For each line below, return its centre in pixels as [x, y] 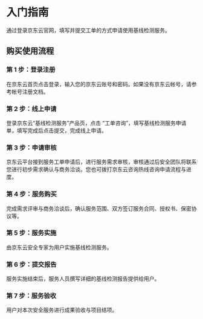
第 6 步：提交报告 [31, 264]
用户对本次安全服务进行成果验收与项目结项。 [62, 310]
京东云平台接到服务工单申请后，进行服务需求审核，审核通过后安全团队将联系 [101, 162]
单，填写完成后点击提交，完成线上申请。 [56, 130]
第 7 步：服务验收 [31, 296]
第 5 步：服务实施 [31, 233]
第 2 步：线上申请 [31, 109]
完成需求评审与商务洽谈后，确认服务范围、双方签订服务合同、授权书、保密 [99, 208]
